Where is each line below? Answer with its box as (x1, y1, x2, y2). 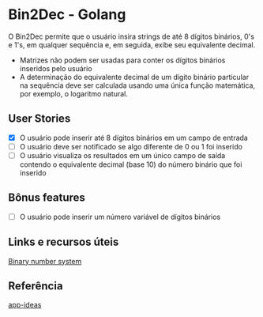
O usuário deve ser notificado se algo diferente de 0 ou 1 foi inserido (19, 142, 243, 151)
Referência (8, 279, 63, 293)
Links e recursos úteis (8, 236, 119, 249)
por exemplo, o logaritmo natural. (19, 89, 128, 98)
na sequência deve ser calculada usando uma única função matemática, (19, 81, 255, 90)
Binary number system (8, 256, 82, 266)
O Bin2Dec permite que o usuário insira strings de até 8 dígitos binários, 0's (8, 32, 255, 41)
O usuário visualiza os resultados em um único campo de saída (19, 150, 226, 160)
